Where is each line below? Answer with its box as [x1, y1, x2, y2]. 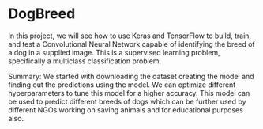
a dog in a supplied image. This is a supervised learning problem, [8, 47, 220, 57]
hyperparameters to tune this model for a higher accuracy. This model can [8, 88, 250, 97]
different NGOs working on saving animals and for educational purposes [8, 104, 243, 115]
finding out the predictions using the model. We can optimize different [8, 80, 236, 89]
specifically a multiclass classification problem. [8, 56, 162, 66]
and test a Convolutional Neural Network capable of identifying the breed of [8, 39, 255, 48]
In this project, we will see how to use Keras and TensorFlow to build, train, [8, 31, 251, 40]
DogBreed [8, 5, 76, 23]
